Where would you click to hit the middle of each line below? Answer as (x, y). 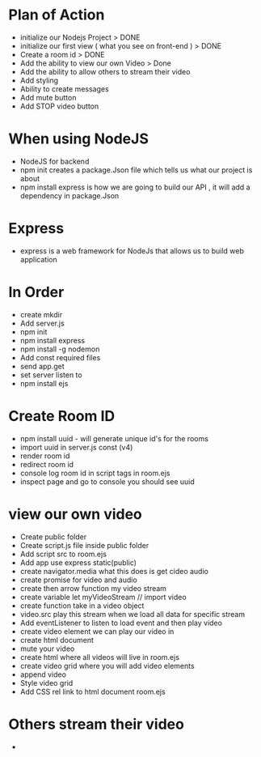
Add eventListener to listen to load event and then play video (121, 623)
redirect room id (47, 464)
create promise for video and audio (78, 580)
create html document (57, 640)
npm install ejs (44, 383)
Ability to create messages (64, 89)
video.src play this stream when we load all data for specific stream (132, 614)
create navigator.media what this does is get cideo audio (114, 571)
